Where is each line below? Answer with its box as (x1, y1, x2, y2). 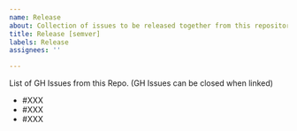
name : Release (9, 12, 62, 22)
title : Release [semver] (9, 29, 101, 38)
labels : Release (9, 37, 69, 47)
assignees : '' (9, 46, 62, 55)
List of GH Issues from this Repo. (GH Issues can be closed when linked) (9, 78, 274, 89)
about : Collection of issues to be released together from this (9, 21, 251, 30)
